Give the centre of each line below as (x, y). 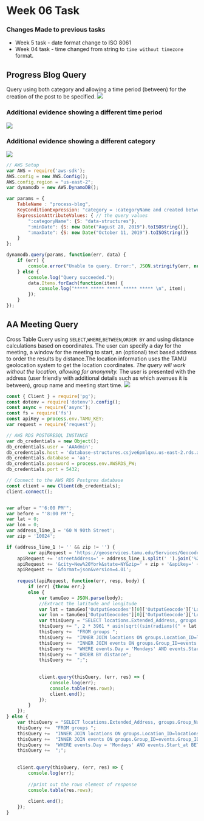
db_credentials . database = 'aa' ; (49, 458)
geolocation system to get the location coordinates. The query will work (96, 365)
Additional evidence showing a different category (81, 141)
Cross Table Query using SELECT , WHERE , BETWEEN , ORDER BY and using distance (100, 339)
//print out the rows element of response (83, 785)
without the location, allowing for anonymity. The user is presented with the (101, 371)
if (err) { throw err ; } (57, 587)
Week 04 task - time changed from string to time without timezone (99, 49)
